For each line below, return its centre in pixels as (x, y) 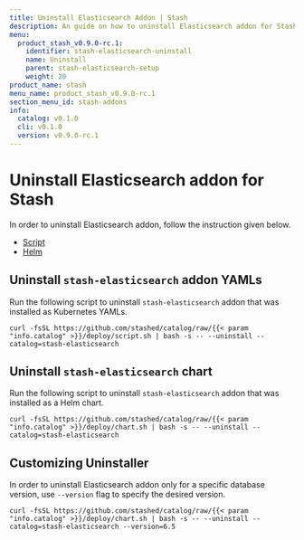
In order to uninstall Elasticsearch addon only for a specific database (137, 485)
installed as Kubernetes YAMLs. (69, 311)
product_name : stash (48, 85)
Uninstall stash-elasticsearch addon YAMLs (136, 280)
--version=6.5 (149, 527)
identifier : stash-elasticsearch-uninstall (109, 52)
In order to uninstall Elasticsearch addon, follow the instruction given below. (150, 224)
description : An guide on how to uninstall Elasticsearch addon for (141, 26)
